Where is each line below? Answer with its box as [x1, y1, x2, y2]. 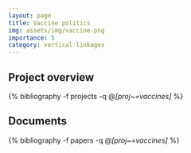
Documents [8, 114, 68, 128]
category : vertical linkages [8, 41, 105, 49]
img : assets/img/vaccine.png [8, 26, 105, 34]
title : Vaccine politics [8, 19, 91, 27]
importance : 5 [8, 33, 56, 42]
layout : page [8, 11, 52, 20]
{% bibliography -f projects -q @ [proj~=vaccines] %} [8, 91, 184, 101]
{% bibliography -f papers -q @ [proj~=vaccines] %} [8, 136, 181, 145]
